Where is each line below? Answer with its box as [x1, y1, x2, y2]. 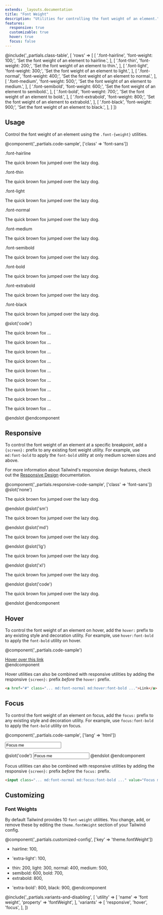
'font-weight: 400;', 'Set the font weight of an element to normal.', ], [22, 73, 157, 79]
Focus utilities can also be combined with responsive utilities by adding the [5, 763, 155, 769]
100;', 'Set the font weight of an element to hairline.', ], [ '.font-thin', [5, 57, 138, 63]
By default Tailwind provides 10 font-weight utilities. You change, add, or [5, 817, 150, 823]
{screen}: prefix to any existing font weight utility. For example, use [5, 447, 140, 453]
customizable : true [9, 30, 49, 35]
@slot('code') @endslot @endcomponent [5, 752, 146, 758]
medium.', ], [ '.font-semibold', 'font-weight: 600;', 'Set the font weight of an [5, 83, 156, 89]
